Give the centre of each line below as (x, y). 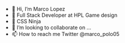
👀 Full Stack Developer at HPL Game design (64, 15)
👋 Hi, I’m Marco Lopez (38, 9)
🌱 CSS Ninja (26, 21)
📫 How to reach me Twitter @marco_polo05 (65, 34)
